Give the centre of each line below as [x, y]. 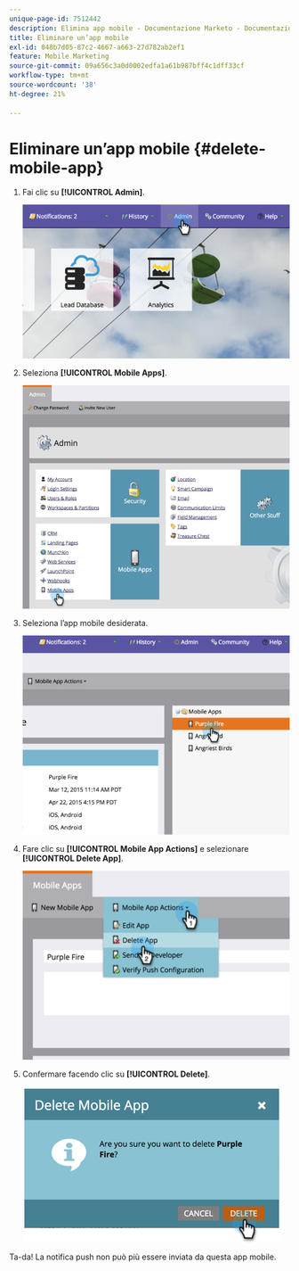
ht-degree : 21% [37, 94]
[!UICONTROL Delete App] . [73, 858]
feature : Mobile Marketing [59, 57]
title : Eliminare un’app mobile [69, 37]
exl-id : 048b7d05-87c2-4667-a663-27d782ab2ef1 [97, 47]
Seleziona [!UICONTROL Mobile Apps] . [94, 373]
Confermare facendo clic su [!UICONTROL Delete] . [116, 1074]
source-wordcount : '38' [53, 85]
